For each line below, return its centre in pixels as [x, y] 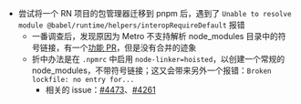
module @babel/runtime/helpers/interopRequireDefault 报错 [131, 25]
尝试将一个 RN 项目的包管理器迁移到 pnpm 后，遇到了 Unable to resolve [155, 13]
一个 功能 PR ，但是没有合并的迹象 [134, 47]
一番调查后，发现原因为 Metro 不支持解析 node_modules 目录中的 [155, 36]
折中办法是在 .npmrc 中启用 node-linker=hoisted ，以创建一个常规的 [158, 59]
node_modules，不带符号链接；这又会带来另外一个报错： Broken [151, 70]
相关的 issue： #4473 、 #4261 [101, 90]
